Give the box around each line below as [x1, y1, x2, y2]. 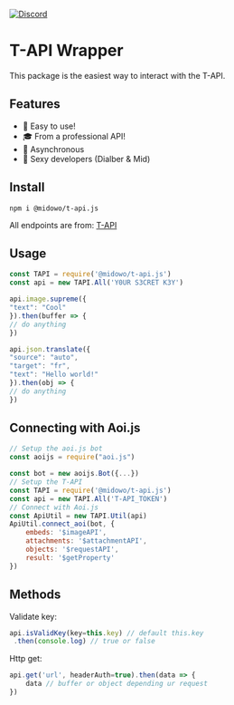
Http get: [9, 653, 42, 664]
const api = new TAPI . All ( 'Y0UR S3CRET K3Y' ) [9, 278, 183, 287]
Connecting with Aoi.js [9, 420, 141, 436]
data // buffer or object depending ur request [25, 680, 208, 689]
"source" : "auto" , [9, 353, 79, 362]
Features [9, 96, 61, 112]
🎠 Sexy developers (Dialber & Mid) [22, 153, 151, 164]
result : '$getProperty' [25, 553, 116, 562]
